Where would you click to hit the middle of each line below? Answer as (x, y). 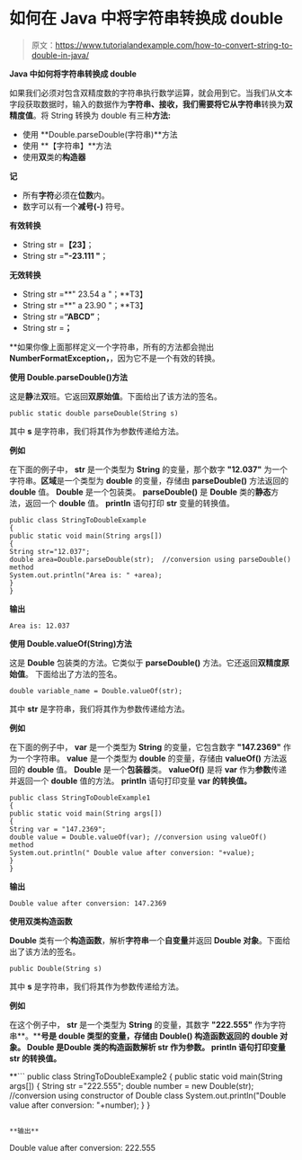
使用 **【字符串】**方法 (67, 146)
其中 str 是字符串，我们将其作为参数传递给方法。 (100, 709)
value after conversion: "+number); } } (80, 1105)
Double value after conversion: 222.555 (82, 1147)
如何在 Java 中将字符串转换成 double (146, 18)
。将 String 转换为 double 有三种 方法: (102, 115)
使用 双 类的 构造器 (54, 156)
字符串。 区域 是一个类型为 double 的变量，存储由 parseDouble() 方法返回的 (149, 480)
